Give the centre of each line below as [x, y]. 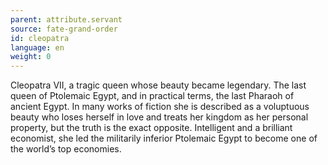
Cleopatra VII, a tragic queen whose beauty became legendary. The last [158, 85]
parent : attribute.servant [66, 19]
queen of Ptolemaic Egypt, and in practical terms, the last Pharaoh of [152, 96]
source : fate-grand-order [64, 29]
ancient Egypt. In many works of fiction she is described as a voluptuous [160, 107]
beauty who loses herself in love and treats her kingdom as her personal [159, 117]
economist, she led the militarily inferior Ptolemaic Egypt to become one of [164, 138]
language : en [37, 47]
